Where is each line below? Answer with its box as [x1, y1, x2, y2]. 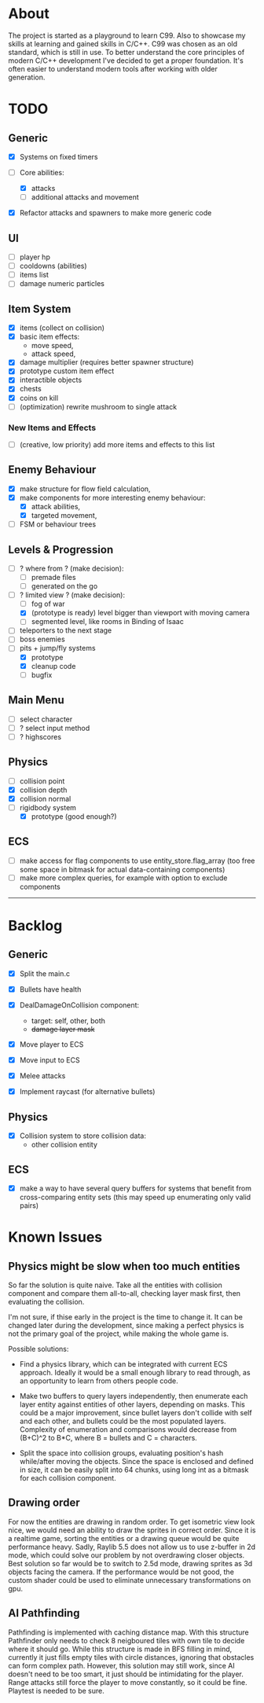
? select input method [19, 723, 90, 732]
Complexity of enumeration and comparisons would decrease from [19, 1424, 237, 1434]
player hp [19, 252, 51, 262]
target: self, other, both [31, 1015, 106, 1026]
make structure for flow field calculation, [19, 484, 151, 494]
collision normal [19, 794, 71, 803]
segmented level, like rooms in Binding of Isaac [31, 617, 185, 626]
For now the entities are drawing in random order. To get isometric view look [8, 1517, 255, 1526]
